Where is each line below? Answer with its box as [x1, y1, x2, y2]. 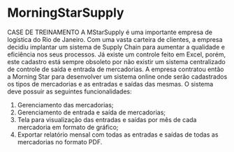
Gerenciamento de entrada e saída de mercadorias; [17, 108, 166, 116]
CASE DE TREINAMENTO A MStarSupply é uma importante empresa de [7, 28, 213, 36]
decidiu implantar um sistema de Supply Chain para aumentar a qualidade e [7, 43, 226, 51]
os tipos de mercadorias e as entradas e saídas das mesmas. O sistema [7, 79, 214, 88]
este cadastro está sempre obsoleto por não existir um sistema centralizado [7, 57, 226, 66]
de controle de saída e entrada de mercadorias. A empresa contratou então [7, 65, 225, 73]
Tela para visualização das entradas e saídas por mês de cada [17, 115, 197, 123]
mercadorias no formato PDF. [17, 137, 103, 146]
